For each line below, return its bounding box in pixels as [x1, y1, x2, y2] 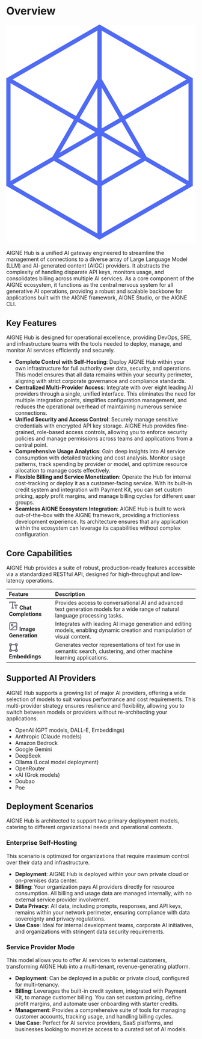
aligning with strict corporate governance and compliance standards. [14, 378, 186, 385]
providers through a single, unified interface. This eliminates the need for [14, 390, 196, 397]
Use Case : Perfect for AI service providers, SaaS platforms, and [14, 1019, 173, 1026]
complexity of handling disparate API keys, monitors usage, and [6, 269, 164, 276]
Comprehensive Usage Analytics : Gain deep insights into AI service [14, 448, 185, 455]
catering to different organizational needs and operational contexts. [6, 824, 173, 831]
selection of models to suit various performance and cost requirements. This [6, 696, 196, 703]
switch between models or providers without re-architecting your [6, 708, 168, 716]
